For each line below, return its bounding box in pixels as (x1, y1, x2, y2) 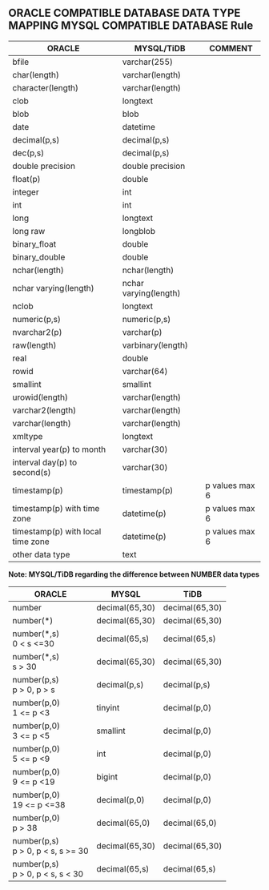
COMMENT (209, 42, 254, 54)
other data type (12, 549, 70, 560)
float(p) (12, 173, 42, 184)
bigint (96, 771, 118, 782)
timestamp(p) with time (12, 502, 100, 513)
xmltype (12, 430, 43, 441)
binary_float (12, 238, 57, 249)
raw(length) (12, 340, 57, 351)
